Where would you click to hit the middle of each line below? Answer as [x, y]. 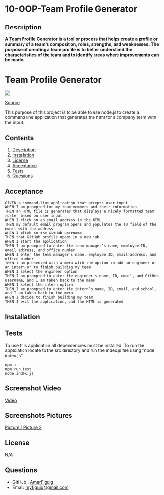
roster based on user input [34, 216]
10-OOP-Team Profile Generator [71, 9]
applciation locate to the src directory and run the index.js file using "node [80, 350]
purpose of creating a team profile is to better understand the [69, 49]
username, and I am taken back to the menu [50, 280]
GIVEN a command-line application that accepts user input [67, 203]
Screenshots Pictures [39, 416]
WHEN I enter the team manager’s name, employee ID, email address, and [81, 254]
